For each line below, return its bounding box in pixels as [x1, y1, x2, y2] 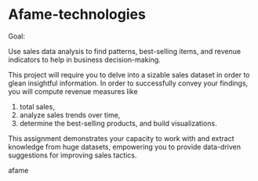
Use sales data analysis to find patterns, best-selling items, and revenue [8, 46, 242, 56]
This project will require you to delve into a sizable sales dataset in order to [8, 70, 250, 79]
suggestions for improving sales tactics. [8, 150, 137, 160]
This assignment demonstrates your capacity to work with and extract [8, 133, 234, 143]
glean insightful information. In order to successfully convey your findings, [8, 78, 249, 88]
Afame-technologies [8, 5, 147, 24]
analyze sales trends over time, [19, 110, 121, 119]
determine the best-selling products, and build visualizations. [19, 118, 217, 128]
